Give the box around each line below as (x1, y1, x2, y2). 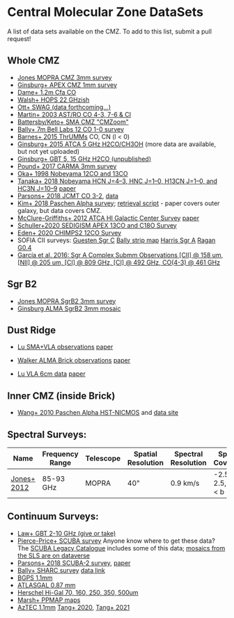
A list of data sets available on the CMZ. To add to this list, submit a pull (7, 27, 212, 35)
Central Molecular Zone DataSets (7, 4, 204, 20)
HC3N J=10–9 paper (17, 184, 77, 192)
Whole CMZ (7, 55, 60, 67)
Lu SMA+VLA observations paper (17, 342, 114, 351)
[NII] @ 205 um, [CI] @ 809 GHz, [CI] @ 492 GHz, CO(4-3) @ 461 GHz (17, 258, 221, 267)
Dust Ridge (7, 324, 56, 336)
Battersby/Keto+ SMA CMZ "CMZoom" (17, 118, 129, 126)
